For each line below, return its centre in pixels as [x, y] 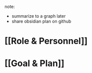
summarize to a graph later [39, 16]
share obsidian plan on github [41, 21]
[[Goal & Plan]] [35, 63]
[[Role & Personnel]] [46, 41]
